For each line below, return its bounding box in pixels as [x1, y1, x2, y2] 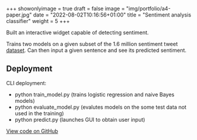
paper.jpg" [6, 11, 32, 18]
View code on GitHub [6, 127, 58, 135]
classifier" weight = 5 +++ [6, 18, 70, 24]
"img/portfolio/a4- [126, 5, 171, 12]
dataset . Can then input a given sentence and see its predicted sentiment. [6, 47, 187, 54]
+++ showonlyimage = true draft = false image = [6, 5, 125, 12]
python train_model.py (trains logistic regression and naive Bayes [14, 91, 175, 98]
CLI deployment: [6, 79, 46, 86]
